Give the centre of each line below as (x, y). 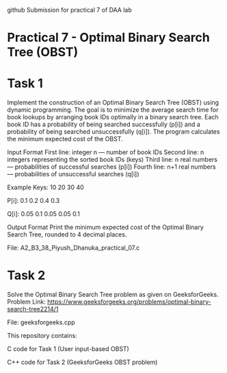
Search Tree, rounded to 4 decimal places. (67, 234)
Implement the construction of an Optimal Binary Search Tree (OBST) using (113, 103)
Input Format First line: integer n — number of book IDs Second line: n (106, 152)
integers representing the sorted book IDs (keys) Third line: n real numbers (112, 160)
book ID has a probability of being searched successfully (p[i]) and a (104, 124)
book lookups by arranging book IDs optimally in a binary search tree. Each (113, 117)
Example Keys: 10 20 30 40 (45, 187)
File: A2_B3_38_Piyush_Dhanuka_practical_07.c (74, 248)
